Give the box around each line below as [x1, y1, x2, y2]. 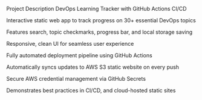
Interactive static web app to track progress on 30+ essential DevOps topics [6, 17, 197, 23]
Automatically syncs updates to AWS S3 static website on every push [6, 63, 180, 70]
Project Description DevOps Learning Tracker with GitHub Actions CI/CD [6, 5, 187, 12]
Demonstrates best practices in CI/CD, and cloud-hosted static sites [6, 87, 176, 94]
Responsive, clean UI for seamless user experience [6, 40, 134, 47]
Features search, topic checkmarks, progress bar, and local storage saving [6, 28, 193, 36]
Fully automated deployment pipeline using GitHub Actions [6, 52, 152, 59]
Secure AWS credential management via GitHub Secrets [6, 75, 146, 82]
